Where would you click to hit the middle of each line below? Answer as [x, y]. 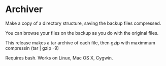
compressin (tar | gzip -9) [32, 48]
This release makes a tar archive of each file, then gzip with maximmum [80, 43]
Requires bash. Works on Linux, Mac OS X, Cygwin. [59, 58]
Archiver [24, 9]
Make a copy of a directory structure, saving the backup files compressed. [83, 23]
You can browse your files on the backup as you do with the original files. [82, 33]
